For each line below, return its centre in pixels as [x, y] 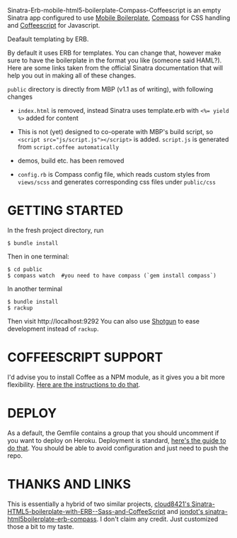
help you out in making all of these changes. [72, 75]
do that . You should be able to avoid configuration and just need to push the [118, 448]
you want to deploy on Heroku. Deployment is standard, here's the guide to [117, 440]
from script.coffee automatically [68, 147]
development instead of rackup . [53, 329]
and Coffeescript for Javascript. [54, 25]
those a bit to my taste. [41, 526]
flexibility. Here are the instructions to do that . [74, 384]
